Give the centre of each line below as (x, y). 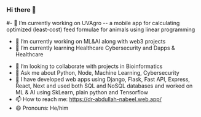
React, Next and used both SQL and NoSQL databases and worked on (104, 86)
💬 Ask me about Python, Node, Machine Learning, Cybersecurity (97, 73)
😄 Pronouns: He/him (42, 108)
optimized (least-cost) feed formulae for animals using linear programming (101, 29)
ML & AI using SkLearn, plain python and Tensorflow (82, 92)
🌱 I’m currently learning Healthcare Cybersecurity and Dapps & (95, 48)
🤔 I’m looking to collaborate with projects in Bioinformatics (89, 66)
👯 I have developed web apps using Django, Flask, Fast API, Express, (103, 80)
